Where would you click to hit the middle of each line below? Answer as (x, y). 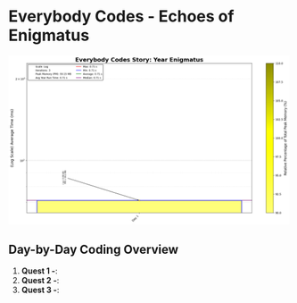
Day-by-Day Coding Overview (94, 249)
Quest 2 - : (40, 280)
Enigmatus (49, 35)
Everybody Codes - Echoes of (121, 17)
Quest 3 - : (40, 290)
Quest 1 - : (39, 271)
